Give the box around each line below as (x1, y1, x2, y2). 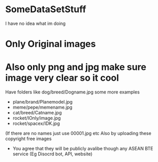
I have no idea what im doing (5, 20, 66, 26)
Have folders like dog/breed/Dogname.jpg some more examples (5, 89, 140, 95)
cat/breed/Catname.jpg (12, 110, 62, 116)
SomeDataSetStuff (5, 4, 87, 15)
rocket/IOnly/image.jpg (12, 115, 61, 121)
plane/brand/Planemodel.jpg (12, 99, 73, 105)
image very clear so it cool (5, 72, 119, 84)
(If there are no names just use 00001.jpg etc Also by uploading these (5, 131, 151, 137)
